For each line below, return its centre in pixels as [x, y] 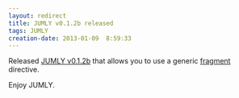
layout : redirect [38, 16]
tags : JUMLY [28, 31]
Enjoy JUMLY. [31, 85]
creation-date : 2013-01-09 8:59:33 [70, 38]
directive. [24, 70]
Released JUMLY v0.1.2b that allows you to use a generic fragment [119, 61]
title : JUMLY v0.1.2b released [61, 23]
